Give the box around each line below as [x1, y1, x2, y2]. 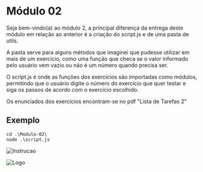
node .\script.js [6, 136, 50, 142]
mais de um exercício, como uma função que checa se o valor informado [6, 55, 189, 62]
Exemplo [6, 115, 40, 126]
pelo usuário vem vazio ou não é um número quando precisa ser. [6, 62, 168, 69]
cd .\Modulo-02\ [6, 131, 47, 137]
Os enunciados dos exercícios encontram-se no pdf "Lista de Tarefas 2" [6, 98, 187, 105]
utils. [6, 37, 19, 44]
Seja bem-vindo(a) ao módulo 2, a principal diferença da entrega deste [6, 24, 184, 31]
